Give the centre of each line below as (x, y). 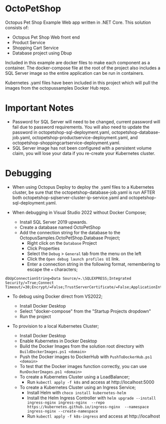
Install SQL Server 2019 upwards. (54, 222)
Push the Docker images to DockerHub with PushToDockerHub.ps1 (86, 357)
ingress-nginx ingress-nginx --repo (66, 402)
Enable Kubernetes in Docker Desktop (58, 341)
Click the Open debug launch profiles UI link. (73, 259)
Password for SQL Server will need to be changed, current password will (86, 121)
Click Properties (43, 248)
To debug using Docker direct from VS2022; (57, 296)
